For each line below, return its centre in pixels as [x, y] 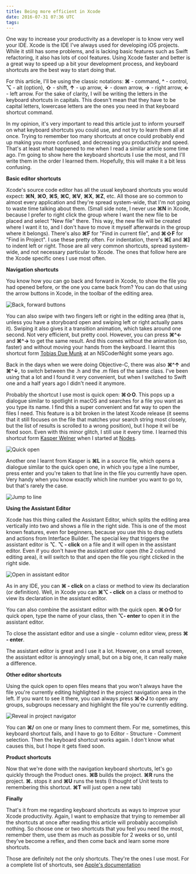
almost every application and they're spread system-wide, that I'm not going [98, 202]
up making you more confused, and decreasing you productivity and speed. [97, 142]
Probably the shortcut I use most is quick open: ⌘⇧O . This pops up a [90, 395]
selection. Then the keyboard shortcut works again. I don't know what [90, 740]
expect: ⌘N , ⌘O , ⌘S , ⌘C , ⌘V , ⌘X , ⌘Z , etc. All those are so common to [94, 196]
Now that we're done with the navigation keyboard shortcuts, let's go [89, 769]
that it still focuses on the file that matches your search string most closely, [97, 419]
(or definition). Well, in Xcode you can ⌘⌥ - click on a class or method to [94, 592]
